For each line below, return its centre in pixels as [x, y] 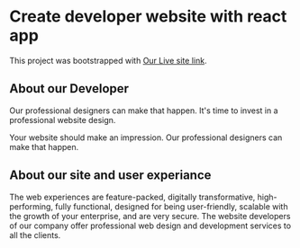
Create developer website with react [148, 17]
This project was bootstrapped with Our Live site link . [108, 60]
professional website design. [63, 120]
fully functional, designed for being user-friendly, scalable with [172, 206]
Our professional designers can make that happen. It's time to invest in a [144, 111]
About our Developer [69, 89]
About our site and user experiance [110, 176]
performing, [32, 206]
